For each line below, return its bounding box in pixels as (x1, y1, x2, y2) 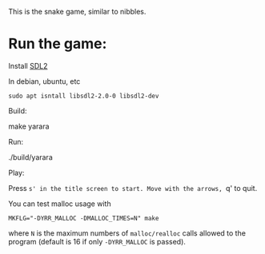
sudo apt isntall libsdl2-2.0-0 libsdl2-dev (8, 92, 159, 100)
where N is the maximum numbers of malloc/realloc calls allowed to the (8, 228, 247, 238)
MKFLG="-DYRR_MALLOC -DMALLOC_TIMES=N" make (8, 214, 159, 222)
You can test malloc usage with (8, 199, 111, 208)
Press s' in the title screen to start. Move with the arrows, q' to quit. (8, 183, 258, 192)
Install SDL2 (8, 61, 48, 70)
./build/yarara (8, 152, 54, 162)
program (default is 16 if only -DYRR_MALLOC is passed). (8, 236, 187, 246)
